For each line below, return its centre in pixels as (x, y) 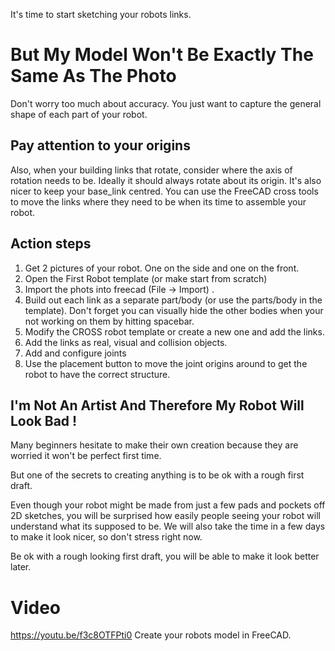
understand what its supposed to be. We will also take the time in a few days (168, 526)
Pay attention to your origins (100, 145)
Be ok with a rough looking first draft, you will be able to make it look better (165, 556)
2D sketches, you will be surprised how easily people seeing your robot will (165, 516)
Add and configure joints (75, 353)
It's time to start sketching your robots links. (101, 14)
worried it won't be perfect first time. (86, 456)
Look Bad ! (44, 420)
